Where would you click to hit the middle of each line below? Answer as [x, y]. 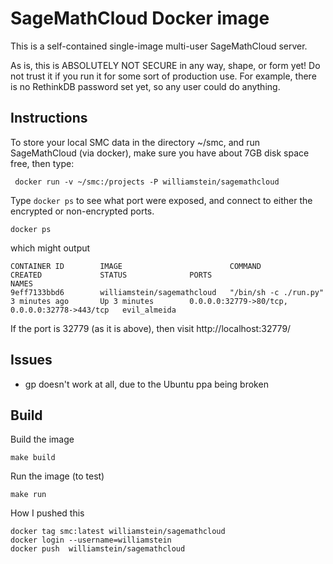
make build [33, 458]
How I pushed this [47, 513]
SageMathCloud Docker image [140, 18]
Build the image [42, 439]
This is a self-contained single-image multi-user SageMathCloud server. [159, 46]
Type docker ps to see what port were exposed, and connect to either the [161, 200]
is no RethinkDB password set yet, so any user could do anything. [145, 86]
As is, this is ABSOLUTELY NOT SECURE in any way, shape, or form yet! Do [165, 65]
